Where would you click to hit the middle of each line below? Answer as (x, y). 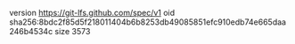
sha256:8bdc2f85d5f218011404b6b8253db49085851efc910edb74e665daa (148, 22)
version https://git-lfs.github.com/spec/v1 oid (92, 13)
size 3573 (73, 31)
